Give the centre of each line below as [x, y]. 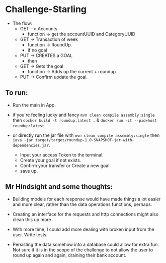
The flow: [22, 23]
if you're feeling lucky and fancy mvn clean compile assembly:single [84, 115]
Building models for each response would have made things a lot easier [87, 199]
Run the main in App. [34, 105]
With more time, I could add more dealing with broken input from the [83, 229]
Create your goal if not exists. [51, 160]
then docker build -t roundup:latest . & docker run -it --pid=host [85, 120]
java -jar [23, 140]
